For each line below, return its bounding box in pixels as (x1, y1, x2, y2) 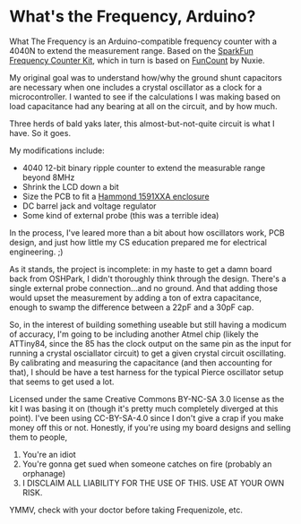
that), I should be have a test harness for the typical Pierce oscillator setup (9, 366, 284, 377)
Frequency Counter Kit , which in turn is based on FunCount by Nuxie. (9, 55, 266, 65)
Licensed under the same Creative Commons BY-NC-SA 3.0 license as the (9, 393, 285, 404)
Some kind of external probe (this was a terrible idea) (21, 210, 219, 220)
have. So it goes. (9, 127, 72, 138)
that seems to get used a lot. (9, 376, 115, 387)
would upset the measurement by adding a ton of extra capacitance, (9, 292, 262, 303)
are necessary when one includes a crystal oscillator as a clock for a (9, 82, 262, 92)
